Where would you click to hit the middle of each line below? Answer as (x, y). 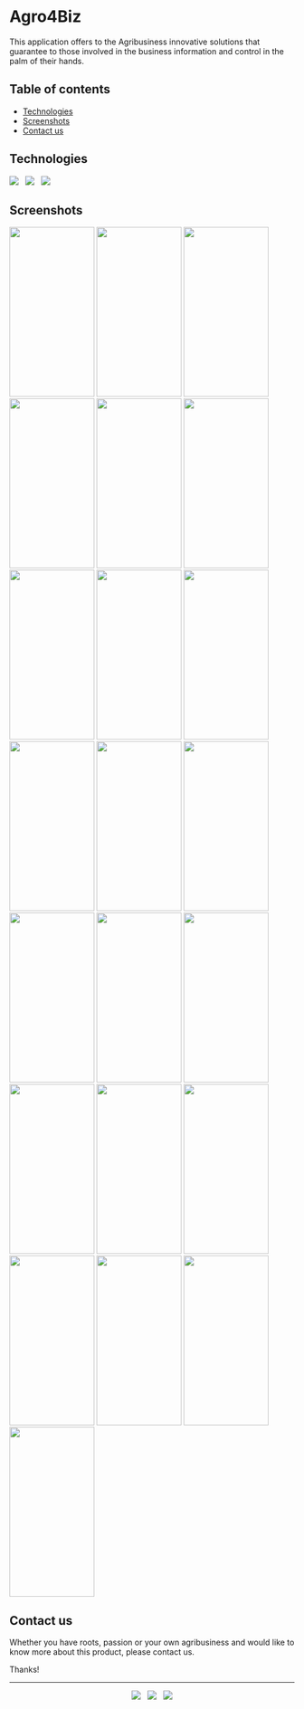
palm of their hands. (47, 61)
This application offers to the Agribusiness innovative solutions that (135, 42)
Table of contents (60, 89)
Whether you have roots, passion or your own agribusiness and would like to (152, 1642)
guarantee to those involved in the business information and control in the (147, 51)
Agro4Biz (45, 17)
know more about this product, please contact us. (102, 1652)
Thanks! (24, 1670)
